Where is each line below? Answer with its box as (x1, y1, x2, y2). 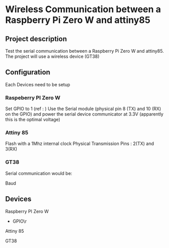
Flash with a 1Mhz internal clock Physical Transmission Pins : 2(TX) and (5, 140, 154, 147)
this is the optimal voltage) (5, 117, 61, 123)
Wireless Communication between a (5, 4, 161, 15)
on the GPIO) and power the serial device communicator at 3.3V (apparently (5, 111, 163, 117)
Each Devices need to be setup (5, 81, 70, 87)
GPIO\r (12, 218, 27, 224)
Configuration (5, 68, 51, 77)
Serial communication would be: (5, 170, 72, 176)
